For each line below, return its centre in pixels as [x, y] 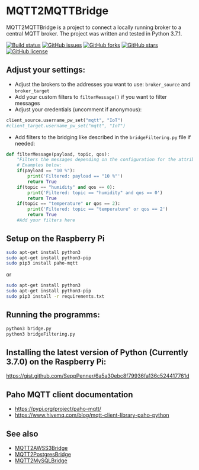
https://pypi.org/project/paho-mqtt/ [58, 409]
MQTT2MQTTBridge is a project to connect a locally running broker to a [94, 27]
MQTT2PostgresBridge [43, 454]
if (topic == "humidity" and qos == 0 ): [66, 187]
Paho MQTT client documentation [70, 395]
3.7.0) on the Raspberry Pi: [56, 361]
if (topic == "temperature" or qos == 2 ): [68, 204]
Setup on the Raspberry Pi [55, 239]
